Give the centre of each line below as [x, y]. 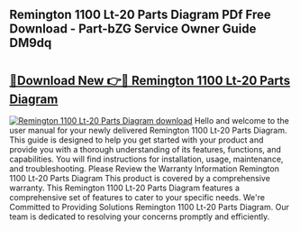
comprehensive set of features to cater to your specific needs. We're [137, 197]
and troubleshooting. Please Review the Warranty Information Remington [144, 169]
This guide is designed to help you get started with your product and [136, 140]
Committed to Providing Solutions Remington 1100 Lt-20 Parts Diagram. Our [150, 207]
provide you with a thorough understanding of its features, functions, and [145, 149]
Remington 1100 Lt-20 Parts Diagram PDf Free [141, 15]
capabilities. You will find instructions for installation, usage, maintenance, [146, 159]
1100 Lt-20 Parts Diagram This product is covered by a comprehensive [140, 178]
